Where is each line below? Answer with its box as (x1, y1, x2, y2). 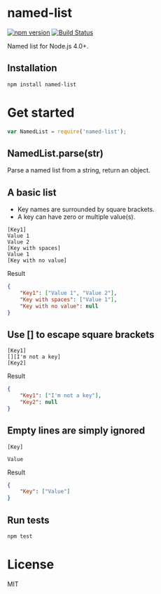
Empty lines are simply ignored (7, 424, 146, 437)
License (7, 557, 55, 573)
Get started (7, 104, 75, 120)
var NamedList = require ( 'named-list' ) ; (7, 128, 127, 135)
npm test (7, 533, 33, 540)
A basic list (7, 187, 57, 198)
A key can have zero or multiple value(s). (17, 213, 136, 221)
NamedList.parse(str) (7, 147, 104, 159)
